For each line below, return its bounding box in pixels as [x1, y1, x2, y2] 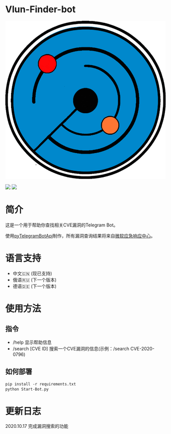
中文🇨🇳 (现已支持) [12, 270, 52, 276]
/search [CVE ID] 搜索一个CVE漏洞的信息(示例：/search [12, 345, 130, 351]
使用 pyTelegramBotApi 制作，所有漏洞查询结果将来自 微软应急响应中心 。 [5, 233, 156, 239]
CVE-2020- [130, 345, 155, 351]
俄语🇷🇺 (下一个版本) [12, 276, 57, 283]
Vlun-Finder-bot [5, 4, 76, 15]
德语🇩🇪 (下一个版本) [12, 283, 57, 289]
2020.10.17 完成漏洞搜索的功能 [5, 423, 69, 429]
